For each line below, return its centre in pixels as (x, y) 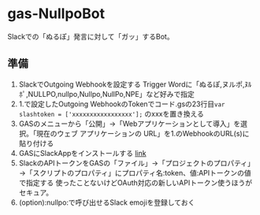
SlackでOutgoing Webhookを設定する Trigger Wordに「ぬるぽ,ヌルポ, (132, 84)
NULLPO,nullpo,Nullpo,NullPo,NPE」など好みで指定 (111, 94)
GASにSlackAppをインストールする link (82, 153)
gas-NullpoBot (56, 14)
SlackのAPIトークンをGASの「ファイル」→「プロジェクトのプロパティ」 (137, 163)
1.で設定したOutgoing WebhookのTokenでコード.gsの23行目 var (122, 104)
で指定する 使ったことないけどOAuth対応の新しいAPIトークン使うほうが (136, 183)
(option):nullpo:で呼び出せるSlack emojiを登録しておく (107, 202)
